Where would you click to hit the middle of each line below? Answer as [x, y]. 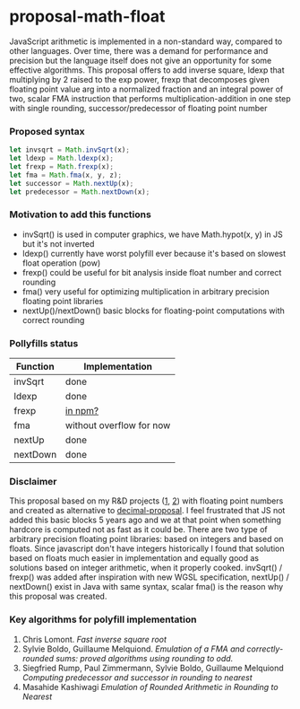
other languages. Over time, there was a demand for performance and [139, 50]
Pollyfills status [44, 343]
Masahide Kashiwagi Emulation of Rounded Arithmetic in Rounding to [150, 687]
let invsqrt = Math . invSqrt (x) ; [69, 150]
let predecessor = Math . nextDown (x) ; [80, 192]
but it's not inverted [58, 243]
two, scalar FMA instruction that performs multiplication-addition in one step [150, 98]
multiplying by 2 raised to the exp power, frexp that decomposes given [140, 79]
